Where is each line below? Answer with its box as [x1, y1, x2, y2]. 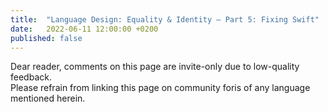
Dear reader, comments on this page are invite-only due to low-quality [10, 61, 300, 73]
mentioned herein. [10, 92, 86, 105]
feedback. [10, 71, 52, 83]
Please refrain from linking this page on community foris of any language [10, 82, 311, 94]
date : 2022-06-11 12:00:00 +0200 [10, 24, 159, 34]
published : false [10, 33, 83, 43]
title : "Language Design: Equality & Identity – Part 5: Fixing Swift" [10, 14, 320, 25]
